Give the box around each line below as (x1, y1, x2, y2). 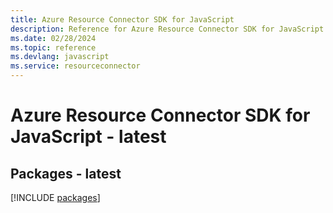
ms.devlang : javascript (10, 52, 110, 62)
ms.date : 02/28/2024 (10, 33, 97, 43)
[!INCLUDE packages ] (10, 192, 101, 203)
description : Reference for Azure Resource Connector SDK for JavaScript (10, 24, 325, 34)
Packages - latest (10, 165, 122, 182)
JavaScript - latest (10, 126, 167, 148)
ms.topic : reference (10, 42, 97, 53)
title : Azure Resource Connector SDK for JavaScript (10, 14, 235, 25)
